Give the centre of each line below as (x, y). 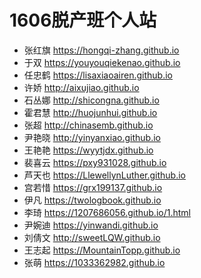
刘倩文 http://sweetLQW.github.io (92, 237)
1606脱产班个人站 (83, 20)
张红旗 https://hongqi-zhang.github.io (101, 50)
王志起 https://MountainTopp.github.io (102, 250)
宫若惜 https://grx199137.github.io (93, 187)
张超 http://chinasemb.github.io (88, 125)
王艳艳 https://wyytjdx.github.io (88, 150)
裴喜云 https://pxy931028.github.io (95, 162)
